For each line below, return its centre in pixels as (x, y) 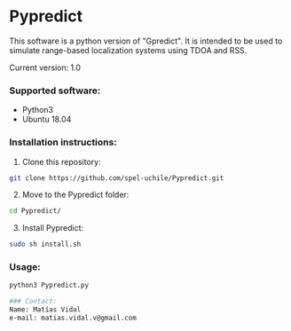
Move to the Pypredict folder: (75, 195)
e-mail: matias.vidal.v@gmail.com (73, 318)
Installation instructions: (63, 142)
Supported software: (55, 91)
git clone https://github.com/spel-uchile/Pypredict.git (117, 178)
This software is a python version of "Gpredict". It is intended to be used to (146, 41)
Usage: (25, 267)
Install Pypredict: (53, 228)
